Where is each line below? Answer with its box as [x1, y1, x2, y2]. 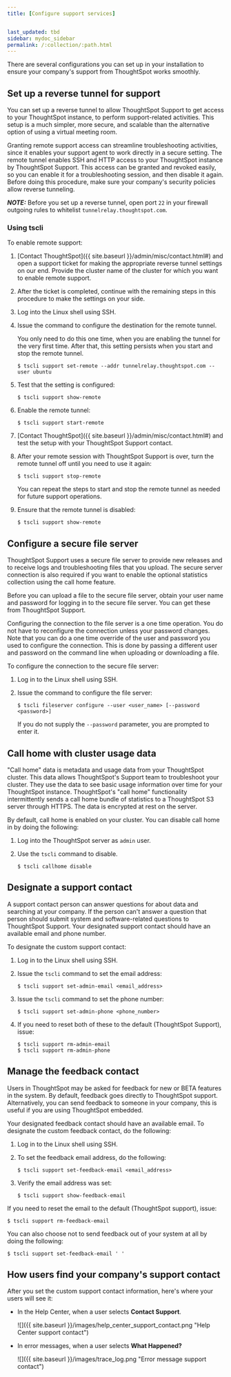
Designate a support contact [7, 881, 132, 893]
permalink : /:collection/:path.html [7, 41, 112, 48]
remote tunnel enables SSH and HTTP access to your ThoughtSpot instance [7, 156, 223, 164]
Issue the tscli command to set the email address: [17, 969, 162, 977]
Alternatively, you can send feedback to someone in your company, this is [7, 1099, 217, 1107]
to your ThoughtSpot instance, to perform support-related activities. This [7, 113, 214, 121]
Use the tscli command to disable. [17, 849, 119, 858]
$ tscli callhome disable [17, 863, 92, 870]
